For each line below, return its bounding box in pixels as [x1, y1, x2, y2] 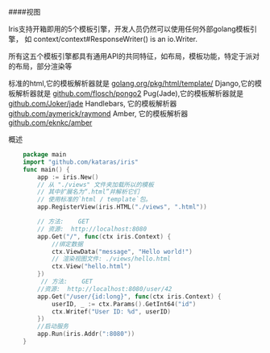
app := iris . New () [37, 172, 99, 181]
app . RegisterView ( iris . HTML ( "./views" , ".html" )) [37, 203, 207, 211]
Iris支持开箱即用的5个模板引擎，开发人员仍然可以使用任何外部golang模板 [8, 24, 251, 34]
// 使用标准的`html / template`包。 [37, 196, 152, 204]
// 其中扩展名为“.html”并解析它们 [37, 188, 139, 196]
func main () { [23, 165, 70, 173]
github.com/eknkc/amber [8, 118, 93, 127]
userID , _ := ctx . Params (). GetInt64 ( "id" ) [51, 300, 197, 308]
